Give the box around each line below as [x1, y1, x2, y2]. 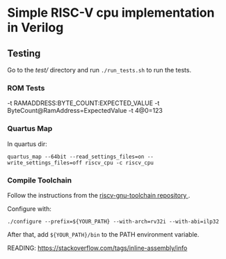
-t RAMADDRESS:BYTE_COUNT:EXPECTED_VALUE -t [7, 99, 160, 107]
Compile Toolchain [7, 175, 72, 185]
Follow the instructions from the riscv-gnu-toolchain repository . [7, 191, 191, 199]
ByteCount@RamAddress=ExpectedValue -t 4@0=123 [7, 107, 163, 115]
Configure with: [7, 204, 52, 213]
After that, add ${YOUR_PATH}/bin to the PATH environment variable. [7, 230, 200, 238]
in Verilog [7, 19, 64, 36]
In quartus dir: [7, 139, 47, 148]
